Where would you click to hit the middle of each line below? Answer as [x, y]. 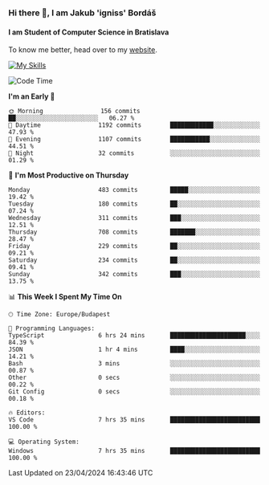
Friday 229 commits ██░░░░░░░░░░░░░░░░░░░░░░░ [134, 247]
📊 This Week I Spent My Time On [65, 297]
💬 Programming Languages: [51, 328]
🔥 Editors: [27, 413]
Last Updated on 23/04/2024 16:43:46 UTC [81, 473]
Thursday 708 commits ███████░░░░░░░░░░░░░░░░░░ [134, 232]
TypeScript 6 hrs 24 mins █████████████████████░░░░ [134, 336]
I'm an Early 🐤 [32, 96]
